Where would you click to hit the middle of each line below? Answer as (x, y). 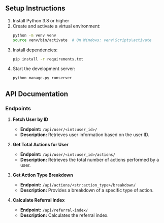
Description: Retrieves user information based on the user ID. (85, 135)
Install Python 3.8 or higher (41, 20)
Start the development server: (44, 69)
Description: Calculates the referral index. (64, 215)
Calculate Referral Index (39, 200)
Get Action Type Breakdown (43, 175)
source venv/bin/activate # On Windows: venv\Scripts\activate (82, 40)
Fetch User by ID (30, 119)
